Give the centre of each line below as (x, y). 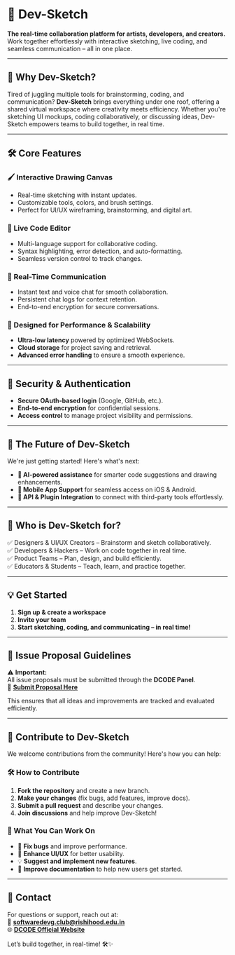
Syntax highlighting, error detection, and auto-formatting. (100, 251)
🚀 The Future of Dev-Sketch (69, 444)
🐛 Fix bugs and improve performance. (72, 846)
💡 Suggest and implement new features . (77, 861)
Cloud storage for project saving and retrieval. (84, 348)
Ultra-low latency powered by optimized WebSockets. (96, 340)
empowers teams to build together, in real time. (97, 124)
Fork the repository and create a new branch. (84, 790)
